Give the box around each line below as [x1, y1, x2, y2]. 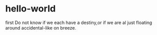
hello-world [5, 3, 56, 14]
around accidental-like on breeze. [5, 24, 77, 30]
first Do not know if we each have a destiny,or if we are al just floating [5, 19, 152, 25]
